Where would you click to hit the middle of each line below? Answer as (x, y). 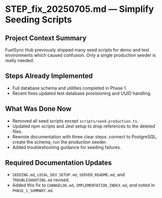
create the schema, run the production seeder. (60, 142)
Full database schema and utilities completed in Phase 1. (70, 88)
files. (17, 131)
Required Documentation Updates (59, 163)
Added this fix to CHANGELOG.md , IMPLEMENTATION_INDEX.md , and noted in (83, 185)
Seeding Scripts (39, 20)
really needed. (20, 60)
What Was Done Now (38, 109)
